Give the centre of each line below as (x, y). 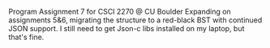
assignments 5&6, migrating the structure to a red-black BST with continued (135, 20)
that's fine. (26, 37)
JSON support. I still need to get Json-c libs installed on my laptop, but (126, 28)
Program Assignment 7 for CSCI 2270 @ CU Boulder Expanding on (120, 12)
